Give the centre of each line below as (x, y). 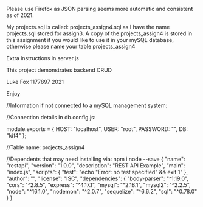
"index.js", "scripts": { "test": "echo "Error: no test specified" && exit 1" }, (97, 172)
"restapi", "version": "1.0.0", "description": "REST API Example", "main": (96, 166)
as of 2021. (20, 15)
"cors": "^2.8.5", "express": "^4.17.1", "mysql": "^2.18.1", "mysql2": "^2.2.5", (98, 185)
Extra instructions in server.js (43, 58)
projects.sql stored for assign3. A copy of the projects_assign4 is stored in (99, 33)
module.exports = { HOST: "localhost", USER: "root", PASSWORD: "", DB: (97, 129)
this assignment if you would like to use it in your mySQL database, (90, 40)
